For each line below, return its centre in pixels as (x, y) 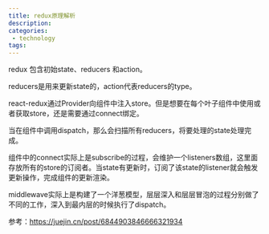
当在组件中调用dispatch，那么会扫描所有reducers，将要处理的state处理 (126, 131)
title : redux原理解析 (42, 16)
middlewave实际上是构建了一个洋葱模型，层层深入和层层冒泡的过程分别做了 (134, 195)
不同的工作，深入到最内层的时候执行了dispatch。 (90, 204)
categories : (28, 30)
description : (30, 23)
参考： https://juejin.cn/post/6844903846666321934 (96, 222)
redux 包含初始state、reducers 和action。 (77, 70)
